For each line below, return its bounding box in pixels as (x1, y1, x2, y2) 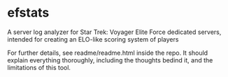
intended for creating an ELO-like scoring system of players (7, 35, 179, 43)
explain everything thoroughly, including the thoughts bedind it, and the (7, 55, 213, 64)
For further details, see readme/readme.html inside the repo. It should (7, 49, 208, 57)
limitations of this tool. (7, 63, 71, 71)
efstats (7, 5, 50, 21)
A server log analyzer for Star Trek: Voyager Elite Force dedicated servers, (7, 28, 222, 36)
